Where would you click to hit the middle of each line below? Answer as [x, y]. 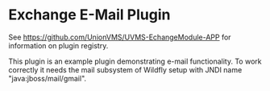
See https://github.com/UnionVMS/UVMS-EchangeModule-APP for [120, 37]
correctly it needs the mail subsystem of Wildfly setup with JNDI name [125, 69]
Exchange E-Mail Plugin [89, 15]
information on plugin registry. [58, 45]
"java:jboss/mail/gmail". [48, 78]
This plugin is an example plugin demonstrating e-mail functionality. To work [135, 61]
